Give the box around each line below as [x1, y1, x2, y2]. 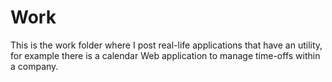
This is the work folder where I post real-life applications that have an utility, [10, 39, 323, 51]
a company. [10, 60, 59, 72]
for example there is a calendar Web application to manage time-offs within [10, 49, 321, 61]
